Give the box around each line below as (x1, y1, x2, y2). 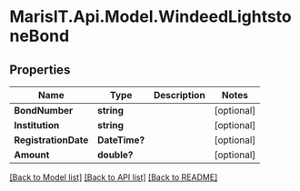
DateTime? (96, 134, 145, 146)
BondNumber (14, 105, 74, 116)
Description (153, 89, 206, 101)
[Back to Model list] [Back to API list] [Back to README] (9, 172, 218, 183)
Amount (14, 148, 50, 161)
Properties (9, 62, 71, 77)
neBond (9, 25, 70, 46)
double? (96, 148, 134, 161)
